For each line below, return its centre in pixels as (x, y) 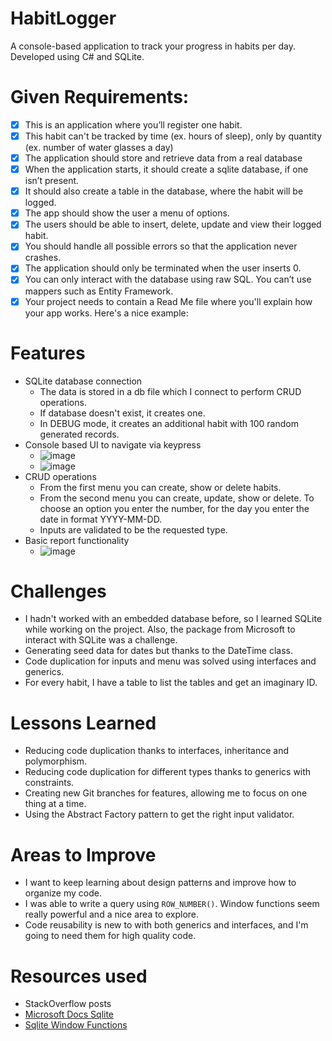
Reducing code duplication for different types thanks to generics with (168, 772)
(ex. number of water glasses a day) (99, 147)
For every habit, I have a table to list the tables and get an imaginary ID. (171, 683)
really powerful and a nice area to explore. (112, 914)
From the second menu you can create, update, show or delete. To (177, 498)
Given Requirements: (100, 97)
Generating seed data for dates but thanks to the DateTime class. (159, 651)
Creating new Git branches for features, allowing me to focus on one (166, 793)
